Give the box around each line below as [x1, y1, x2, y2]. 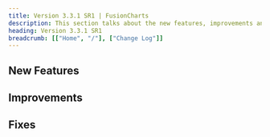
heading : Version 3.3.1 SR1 [8, 26, 103, 34]
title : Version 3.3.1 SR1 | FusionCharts [8, 11, 149, 20]
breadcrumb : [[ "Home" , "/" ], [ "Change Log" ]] [8, 34, 163, 42]
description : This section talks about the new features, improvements [8, 19, 253, 27]
